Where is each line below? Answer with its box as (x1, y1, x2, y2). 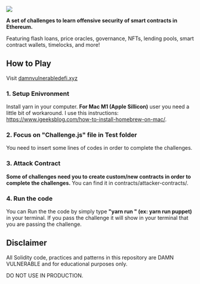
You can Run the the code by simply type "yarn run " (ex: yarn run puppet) (6, 208, 192, 215)
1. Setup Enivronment (6, 89, 70, 98)
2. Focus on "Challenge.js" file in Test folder (6, 131, 137, 139)
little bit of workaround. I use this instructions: (6, 110, 119, 117)
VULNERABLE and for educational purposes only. (6, 260, 128, 267)
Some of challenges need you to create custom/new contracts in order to (6, 173, 191, 180)
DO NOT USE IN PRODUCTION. (6, 271, 84, 279)
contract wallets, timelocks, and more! (6, 41, 100, 48)
